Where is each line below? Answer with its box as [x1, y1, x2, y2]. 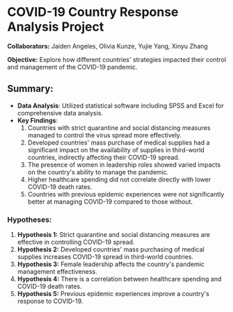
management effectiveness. [17, 268, 97, 276]
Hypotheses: [7, 215, 52, 224]
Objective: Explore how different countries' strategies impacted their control [7, 55, 227, 63]
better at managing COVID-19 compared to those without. [27, 197, 193, 206]
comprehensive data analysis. [17, 108, 103, 117]
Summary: [7, 83, 54, 95]
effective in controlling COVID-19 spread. [17, 238, 135, 247]
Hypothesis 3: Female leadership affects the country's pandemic [17, 260, 205, 268]
